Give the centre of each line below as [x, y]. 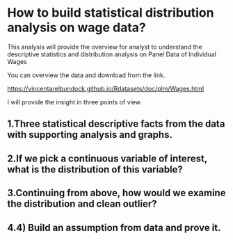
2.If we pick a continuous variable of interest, [107, 158]
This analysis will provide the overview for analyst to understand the [105, 47]
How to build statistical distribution [111, 13]
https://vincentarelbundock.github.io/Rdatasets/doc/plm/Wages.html [106, 88]
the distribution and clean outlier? [82, 204]
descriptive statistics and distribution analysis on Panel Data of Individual [112, 54]
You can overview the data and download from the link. [86, 75]
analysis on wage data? [77, 27]
